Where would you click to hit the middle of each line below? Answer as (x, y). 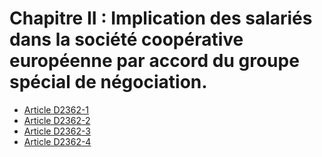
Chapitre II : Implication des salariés (161, 18)
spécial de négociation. (108, 82)
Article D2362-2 (57, 120)
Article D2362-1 (56, 109)
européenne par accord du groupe (154, 61)
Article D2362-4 (57, 141)
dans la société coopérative (126, 39)
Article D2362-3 (57, 131)
